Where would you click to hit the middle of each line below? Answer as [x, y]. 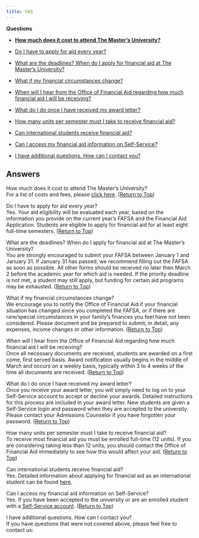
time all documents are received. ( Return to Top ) [65, 372]
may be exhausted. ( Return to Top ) [49, 287]
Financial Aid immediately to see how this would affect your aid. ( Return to [97, 452]
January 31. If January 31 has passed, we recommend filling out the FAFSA [97, 261]
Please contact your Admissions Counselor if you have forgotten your [91, 415]
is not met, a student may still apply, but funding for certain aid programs [95, 280]
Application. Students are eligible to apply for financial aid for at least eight [97, 225]
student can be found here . [39, 482]
